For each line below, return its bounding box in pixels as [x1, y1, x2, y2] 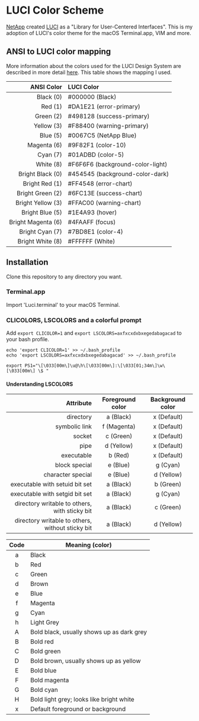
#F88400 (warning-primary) [68, 121, 149, 130]
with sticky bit [53, 507, 92, 515]
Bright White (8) [17, 237, 62, 245]
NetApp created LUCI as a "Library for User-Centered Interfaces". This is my [6, 23, 193, 30]
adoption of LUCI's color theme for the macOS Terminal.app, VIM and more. [6, 29, 191, 36]
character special [43, 470, 92, 479]
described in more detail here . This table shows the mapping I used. [6, 69, 172, 76]
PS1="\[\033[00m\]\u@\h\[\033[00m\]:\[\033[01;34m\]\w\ [24, 363, 166, 369]
